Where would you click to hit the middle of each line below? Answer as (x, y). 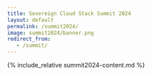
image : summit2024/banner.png (51, 33)
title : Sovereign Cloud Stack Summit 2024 (69, 13)
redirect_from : (29, 39)
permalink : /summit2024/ (43, 26)
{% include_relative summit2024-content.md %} (76, 65)
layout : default (30, 20)
